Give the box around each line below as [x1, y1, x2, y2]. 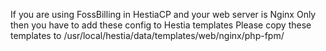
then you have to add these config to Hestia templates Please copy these [10, 19, 312, 31]
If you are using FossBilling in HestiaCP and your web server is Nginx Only [10, 9, 317, 20]
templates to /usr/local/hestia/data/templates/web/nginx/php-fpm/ [10, 30, 285, 41]
